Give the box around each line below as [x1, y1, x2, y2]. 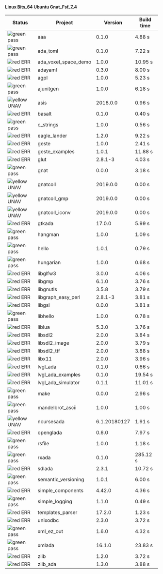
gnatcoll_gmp [37, 195, 69, 202]
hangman [37, 231, 59, 238]
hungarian [37, 259, 61, 266]
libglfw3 [37, 270, 57, 277]
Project [56, 20, 73, 26]
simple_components [37, 487, 84, 494]
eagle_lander [37, 132, 67, 139]
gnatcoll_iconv [37, 209, 71, 216]
